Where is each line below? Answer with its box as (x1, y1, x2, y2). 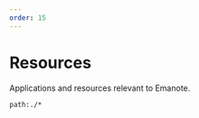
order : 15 (9, 13, 47, 23)
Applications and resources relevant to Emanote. (9, 83, 191, 93)
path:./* (9, 100, 43, 109)
